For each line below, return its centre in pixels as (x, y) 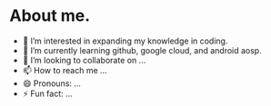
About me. (50, 16)
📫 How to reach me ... (65, 70)
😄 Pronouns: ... (52, 83)
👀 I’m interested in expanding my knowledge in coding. (125, 41)
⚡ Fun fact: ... (47, 93)
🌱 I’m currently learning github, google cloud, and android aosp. (142, 50)
